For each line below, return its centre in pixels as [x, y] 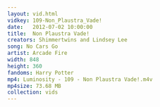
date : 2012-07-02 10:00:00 [50, 27]
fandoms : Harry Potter [41, 73]
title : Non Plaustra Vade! [49, 33]
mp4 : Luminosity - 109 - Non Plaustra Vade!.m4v [80, 79]
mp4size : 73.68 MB [34, 86]
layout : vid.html [33, 14]
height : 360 [25, 66]
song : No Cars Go [33, 46]
